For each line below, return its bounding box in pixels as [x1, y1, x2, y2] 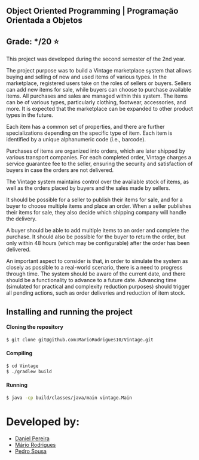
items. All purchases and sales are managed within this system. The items [6, 92, 188, 99]
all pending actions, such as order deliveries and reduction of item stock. [6, 289, 186, 296]
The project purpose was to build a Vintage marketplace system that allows [6, 67, 192, 74]
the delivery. [6, 215, 37, 222]
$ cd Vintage [6, 363, 39, 369]
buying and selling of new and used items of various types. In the [6, 73, 167, 81]
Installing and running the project [6, 307, 133, 317]
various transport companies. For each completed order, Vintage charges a [6, 154, 191, 161]
